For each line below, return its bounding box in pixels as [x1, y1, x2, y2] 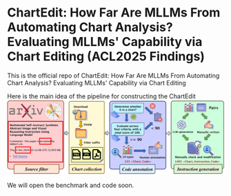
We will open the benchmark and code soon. [7, 181, 134, 189]
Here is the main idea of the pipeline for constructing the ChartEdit [7, 91, 197, 100]
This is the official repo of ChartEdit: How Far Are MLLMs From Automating [7, 71, 220, 80]
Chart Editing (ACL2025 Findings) [7, 49, 205, 65]
